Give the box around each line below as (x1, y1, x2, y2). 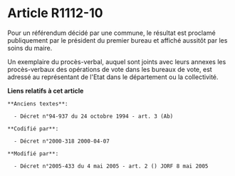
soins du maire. (7, 43, 53, 52)
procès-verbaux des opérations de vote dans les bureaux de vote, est (7, 65, 212, 73)
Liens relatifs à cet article (7, 86, 84, 95)
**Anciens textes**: (7, 100, 69, 108)
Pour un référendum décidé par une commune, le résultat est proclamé (7, 29, 216, 37)
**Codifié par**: (7, 125, 59, 133)
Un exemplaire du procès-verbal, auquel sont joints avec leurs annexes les (7, 57, 226, 66)
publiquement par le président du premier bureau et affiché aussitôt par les (7, 36, 228, 44)
